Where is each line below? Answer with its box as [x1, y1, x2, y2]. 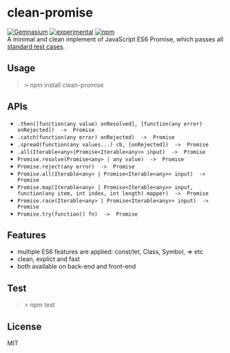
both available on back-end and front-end [17, 263, 136, 271]
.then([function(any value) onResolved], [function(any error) [17, 120, 203, 127]
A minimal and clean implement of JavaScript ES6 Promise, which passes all [7, 35, 224, 43]
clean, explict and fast [17, 255, 81, 263]
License [7, 321, 42, 332]
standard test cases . [7, 42, 65, 50]
